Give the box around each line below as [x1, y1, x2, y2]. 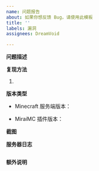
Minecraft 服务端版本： [14, 102, 71, 110]
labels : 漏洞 [6, 25, 37, 32]
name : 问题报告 [6, 8, 40, 15]
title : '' [6, 20, 31, 26]
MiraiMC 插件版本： [14, 116, 63, 123]
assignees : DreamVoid [6, 31, 60, 37]
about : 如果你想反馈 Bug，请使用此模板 [6, 14, 93, 20]
